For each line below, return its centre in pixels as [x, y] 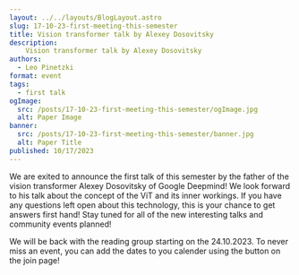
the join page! [34, 260]
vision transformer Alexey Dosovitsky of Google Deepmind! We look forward [150, 185]
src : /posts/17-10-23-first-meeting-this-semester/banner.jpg [136, 134]
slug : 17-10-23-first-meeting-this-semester [94, 26]
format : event [36, 76]
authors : [26, 59]
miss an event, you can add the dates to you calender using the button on [145, 251]
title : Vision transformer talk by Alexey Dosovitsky [112, 34]
